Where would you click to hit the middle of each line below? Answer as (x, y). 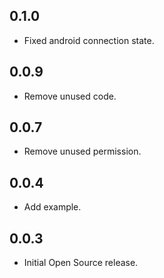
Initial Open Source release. (81, 263)
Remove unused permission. (82, 151)
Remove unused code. (70, 96)
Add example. (52, 207)
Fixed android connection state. (89, 40)
